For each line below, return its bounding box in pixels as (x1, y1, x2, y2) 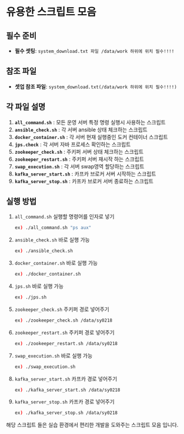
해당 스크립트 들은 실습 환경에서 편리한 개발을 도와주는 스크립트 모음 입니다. (6, 422, 179, 429)
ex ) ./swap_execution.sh (14, 363, 76, 370)
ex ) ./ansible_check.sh (14, 248, 73, 254)
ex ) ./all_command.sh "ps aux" (14, 225, 92, 231)
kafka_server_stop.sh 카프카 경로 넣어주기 (14, 398, 115, 405)
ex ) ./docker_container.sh (14, 271, 81, 277)
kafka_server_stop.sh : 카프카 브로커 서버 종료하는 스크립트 (14, 177, 154, 184)
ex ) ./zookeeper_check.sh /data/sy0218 (14, 317, 113, 323)
